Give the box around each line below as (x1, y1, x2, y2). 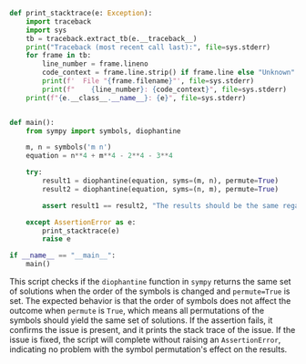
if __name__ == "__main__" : (9, 251, 117, 260)
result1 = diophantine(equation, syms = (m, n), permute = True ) (42, 176, 280, 185)
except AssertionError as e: (25, 217, 137, 227)
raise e (42, 234, 71, 244)
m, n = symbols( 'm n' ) (25, 142, 112, 152)
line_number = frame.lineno (42, 59, 148, 68)
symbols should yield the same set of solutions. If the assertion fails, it (9, 315, 273, 326)
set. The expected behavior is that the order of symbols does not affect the (9, 296, 291, 306)
